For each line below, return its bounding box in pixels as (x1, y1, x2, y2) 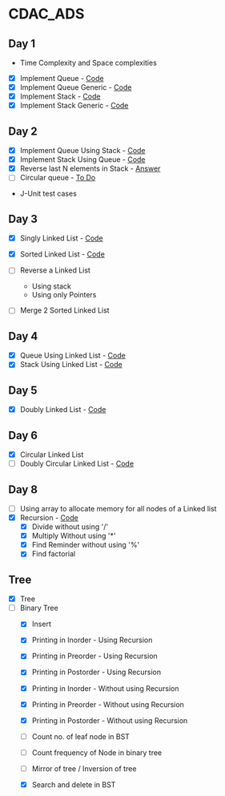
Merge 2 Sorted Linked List (19, 305, 110, 315)
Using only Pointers (31, 290, 97, 300)
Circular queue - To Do (19, 173, 96, 183)
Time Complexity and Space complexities (19, 58, 158, 67)
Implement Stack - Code (19, 91, 101, 101)
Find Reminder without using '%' (31, 540, 140, 550)
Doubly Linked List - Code (19, 405, 106, 414)
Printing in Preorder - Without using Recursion (31, 699, 184, 709)
